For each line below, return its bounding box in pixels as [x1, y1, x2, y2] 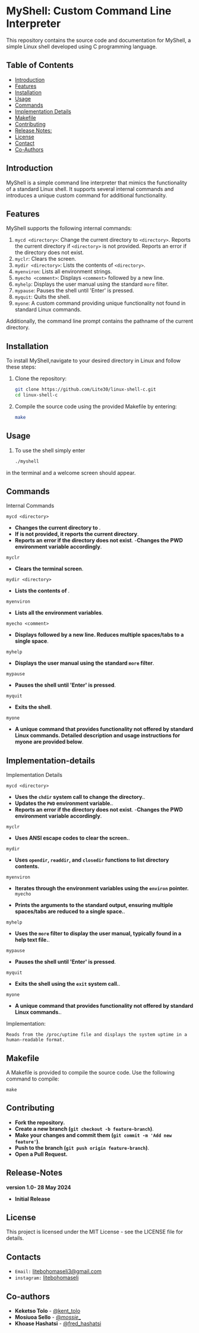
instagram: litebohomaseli [14, 1274, 79, 1281]
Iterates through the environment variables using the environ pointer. [14, 885, 189, 892]
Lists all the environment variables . [14, 609, 103, 616]
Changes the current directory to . [14, 524, 101, 532]
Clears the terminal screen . [14, 565, 84, 572]
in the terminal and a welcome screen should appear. [6, 469, 136, 476]
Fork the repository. [14, 1119, 65, 1126]
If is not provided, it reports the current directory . [14, 530, 139, 538]
